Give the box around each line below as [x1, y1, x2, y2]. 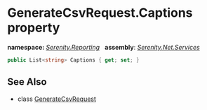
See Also [7, 76, 47, 88]
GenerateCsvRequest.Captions [7, 5, 193, 21]
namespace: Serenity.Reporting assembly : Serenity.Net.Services [7, 43, 200, 51]
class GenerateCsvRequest [17, 95, 97, 103]
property [7, 20, 60, 36]
